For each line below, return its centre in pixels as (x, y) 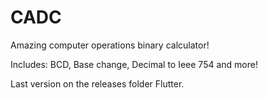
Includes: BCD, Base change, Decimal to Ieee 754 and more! (134, 64)
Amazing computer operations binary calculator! (110, 45)
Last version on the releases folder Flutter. (97, 83)
